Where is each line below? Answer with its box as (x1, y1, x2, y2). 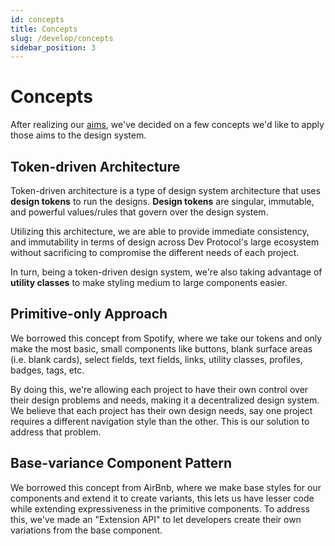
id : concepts (10, 14, 65, 25)
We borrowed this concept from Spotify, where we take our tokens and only (10, 332, 323, 344)
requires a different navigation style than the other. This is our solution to (10, 415, 310, 427)
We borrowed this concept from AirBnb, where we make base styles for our (10, 481, 322, 493)
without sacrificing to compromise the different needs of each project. (10, 247, 300, 258)
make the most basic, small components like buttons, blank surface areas (10, 342, 313, 355)
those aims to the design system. (10, 129, 147, 141)
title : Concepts (10, 24, 78, 34)
